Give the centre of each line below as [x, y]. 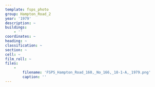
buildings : [16, 28]
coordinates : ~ [20, 37]
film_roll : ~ [18, 59]
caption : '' [35, 77]
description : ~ [20, 23]
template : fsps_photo [27, 9]
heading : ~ [16, 41]
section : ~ [16, 50]
